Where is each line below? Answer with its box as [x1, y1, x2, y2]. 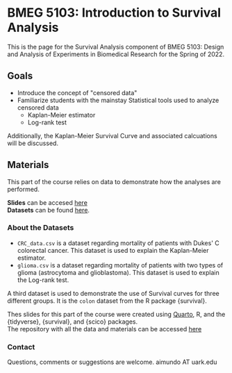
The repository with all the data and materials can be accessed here [7, 324, 202, 333]
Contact [7, 342, 35, 351]
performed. [7, 185, 40, 193]
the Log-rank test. [17, 276, 69, 284]
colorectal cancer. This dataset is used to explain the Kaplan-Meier [17, 246, 209, 254]
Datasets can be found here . [7, 206, 90, 214]
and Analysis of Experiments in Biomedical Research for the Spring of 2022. [7, 50, 224, 58]
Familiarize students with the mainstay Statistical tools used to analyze [17, 96, 219, 104]
